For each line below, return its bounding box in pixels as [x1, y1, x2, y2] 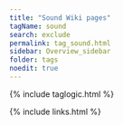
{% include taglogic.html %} [9, 88, 115, 100]
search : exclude [9, 30, 71, 39]
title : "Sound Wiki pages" [9, 13, 111, 23]
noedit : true [9, 64, 59, 73]
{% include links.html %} [9, 106, 101, 117]
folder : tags [9, 55, 59, 64]
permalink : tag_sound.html [9, 38, 111, 48]
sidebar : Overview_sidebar [9, 47, 111, 56]
